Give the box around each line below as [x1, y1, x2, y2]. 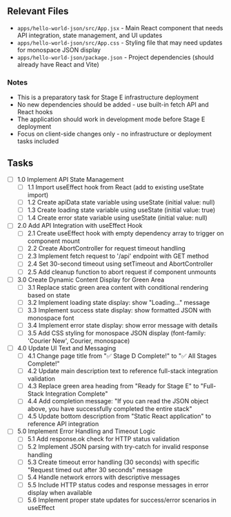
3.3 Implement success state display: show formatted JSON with [27, 306, 212, 314]
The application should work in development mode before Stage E [17, 115, 205, 123]
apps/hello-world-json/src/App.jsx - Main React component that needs [17, 23, 223, 32]
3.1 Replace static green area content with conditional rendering [27, 283, 209, 291]
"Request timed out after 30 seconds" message [27, 465, 163, 474]
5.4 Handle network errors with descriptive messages [27, 473, 181, 481]
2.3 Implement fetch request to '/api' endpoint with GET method [27, 252, 209, 260]
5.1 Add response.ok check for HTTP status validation [27, 435, 180, 443]
